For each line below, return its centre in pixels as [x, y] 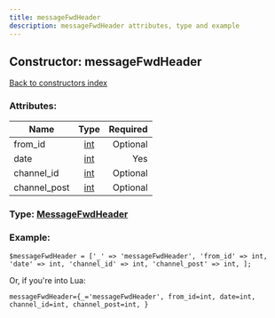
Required [128, 129]
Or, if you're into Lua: [47, 280]
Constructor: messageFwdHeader [106, 62]
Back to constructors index [59, 83]
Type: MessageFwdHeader [69, 214]
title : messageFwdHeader [55, 17]
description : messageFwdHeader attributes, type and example [125, 26]
